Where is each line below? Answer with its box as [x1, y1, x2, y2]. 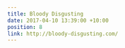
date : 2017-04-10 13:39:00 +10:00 [7, 17, 109, 24]
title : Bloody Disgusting [7, 10, 83, 18]
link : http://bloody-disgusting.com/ [7, 30, 119, 37]
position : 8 [7, 23, 42, 30]
